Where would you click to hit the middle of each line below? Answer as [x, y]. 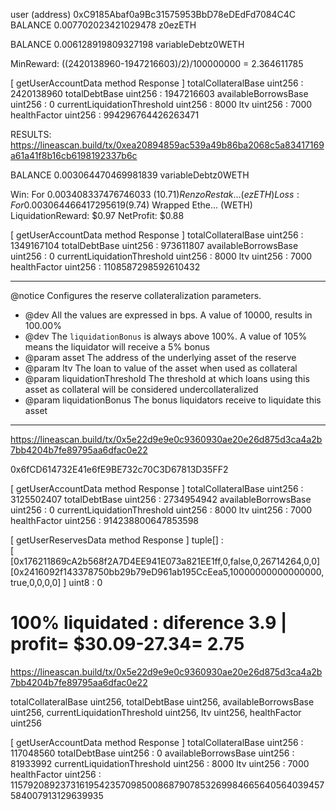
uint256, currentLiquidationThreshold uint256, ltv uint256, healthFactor [156, 712]
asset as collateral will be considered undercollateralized [141, 389]
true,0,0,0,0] [36, 582]
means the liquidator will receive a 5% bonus [117, 347]
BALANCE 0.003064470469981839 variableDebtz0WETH [130, 175]
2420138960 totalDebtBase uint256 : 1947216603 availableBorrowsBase [159, 93]
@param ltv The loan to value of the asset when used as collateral [161, 368]
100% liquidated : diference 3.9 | [149, 623]
